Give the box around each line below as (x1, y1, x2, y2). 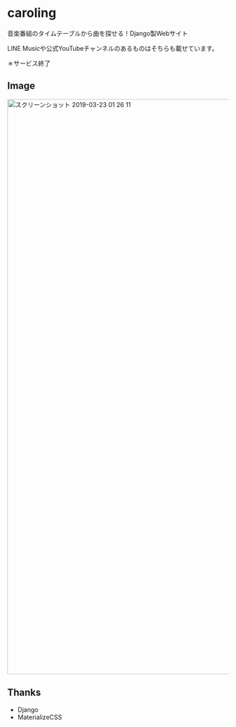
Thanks (7, 687, 41, 699)
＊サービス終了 (7, 58, 51, 68)
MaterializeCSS (17, 713, 63, 721)
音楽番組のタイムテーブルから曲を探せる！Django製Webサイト (7, 29, 188, 37)
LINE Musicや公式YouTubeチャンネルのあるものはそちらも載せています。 (7, 44, 218, 52)
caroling (7, 5, 57, 21)
